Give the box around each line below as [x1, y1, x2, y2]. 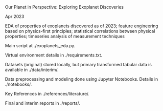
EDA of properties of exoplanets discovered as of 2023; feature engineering [5, 23, 158, 29]
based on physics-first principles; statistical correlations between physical [5, 28, 155, 34]
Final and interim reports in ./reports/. [5, 100, 81, 106]
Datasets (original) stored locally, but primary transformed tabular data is [5, 62, 152, 67]
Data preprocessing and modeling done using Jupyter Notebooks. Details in [5, 76, 158, 82]
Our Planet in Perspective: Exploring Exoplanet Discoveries [5, 4, 124, 10]
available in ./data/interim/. [5, 67, 59, 73]
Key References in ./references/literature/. [5, 91, 90, 96]
